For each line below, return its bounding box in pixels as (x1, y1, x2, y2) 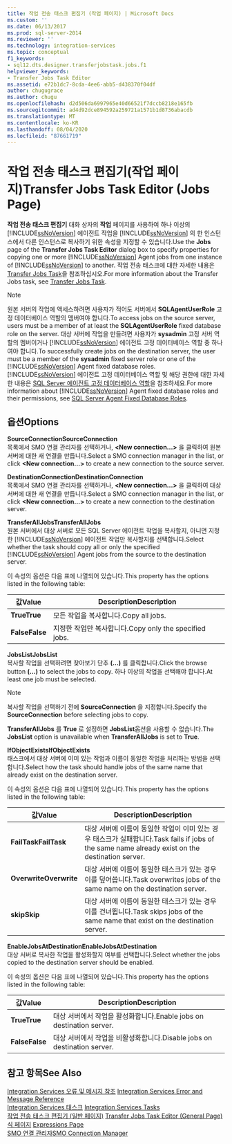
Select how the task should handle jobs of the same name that (25, 763, 203, 771)
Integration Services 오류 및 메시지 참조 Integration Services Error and (7, 1087, 203, 1095)
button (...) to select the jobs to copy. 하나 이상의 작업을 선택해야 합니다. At (7, 667, 213, 675)
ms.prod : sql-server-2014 (7, 29, 81, 37)
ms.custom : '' (7, 17, 48, 24)
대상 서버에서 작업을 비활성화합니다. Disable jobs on (52, 1033, 213, 1042)
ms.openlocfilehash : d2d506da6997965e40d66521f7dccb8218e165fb (7, 100, 193, 107)
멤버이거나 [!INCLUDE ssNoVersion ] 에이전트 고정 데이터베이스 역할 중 (19, 338, 211, 347)
